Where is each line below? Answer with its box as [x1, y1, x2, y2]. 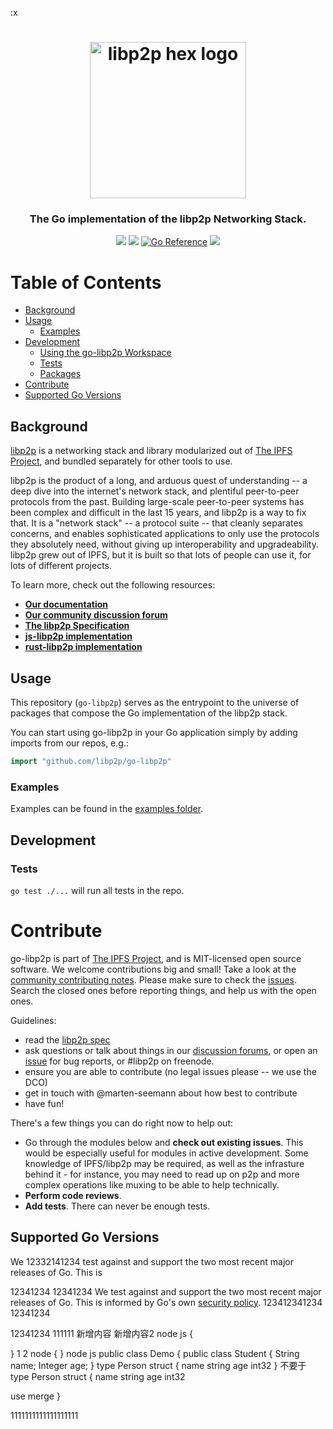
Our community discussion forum [24, 609, 168, 621]
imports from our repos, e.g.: [10, 737, 129, 749]
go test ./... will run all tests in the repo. [10, 884, 185, 896]
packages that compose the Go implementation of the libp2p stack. [10, 707, 288, 719]
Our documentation [24, 598, 109, 611]
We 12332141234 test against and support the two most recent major [10, 1255, 294, 1267]
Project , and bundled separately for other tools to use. [10, 455, 233, 467]
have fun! [24, 1097, 65, 1109]
